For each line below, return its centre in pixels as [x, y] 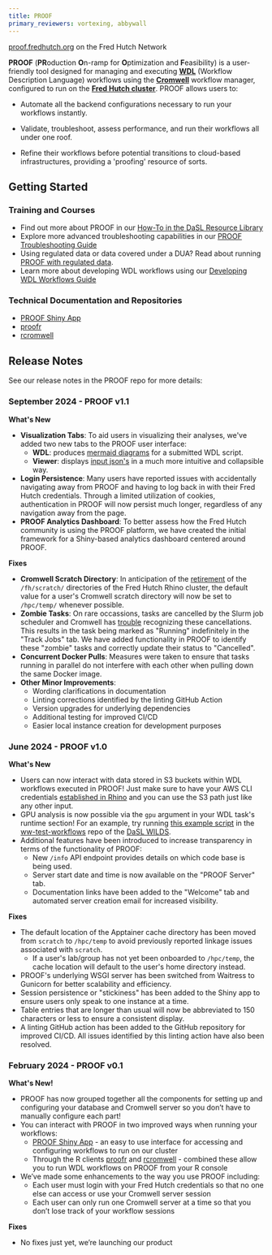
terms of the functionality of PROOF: [81, 849]
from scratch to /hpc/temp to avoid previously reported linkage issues [136, 941]
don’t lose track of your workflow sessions [104, 1211]
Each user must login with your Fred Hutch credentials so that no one [148, 1185]
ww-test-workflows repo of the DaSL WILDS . [96, 831]
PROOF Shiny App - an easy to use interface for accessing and [138, 1142]
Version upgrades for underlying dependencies [111, 708]
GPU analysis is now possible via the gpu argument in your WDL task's [138, 814]
